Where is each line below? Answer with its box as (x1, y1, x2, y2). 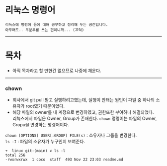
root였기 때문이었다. (25, 103, 65, 109)
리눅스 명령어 (5, 4, 56, 16)
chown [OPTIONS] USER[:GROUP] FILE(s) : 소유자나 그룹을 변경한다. (5, 132, 137, 138)
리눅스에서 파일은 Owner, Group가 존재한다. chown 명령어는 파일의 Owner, (12, 115, 157, 122)
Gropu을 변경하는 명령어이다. (12, 122, 70, 128)
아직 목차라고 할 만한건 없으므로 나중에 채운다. (12, 68, 102, 74)
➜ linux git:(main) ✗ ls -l (5, 149, 66, 154)
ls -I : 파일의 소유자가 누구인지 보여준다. (5, 139, 85, 145)
